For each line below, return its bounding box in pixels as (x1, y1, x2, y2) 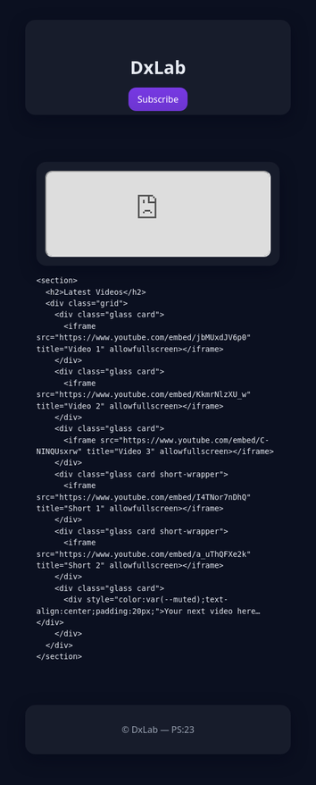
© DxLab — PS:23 (121, 722, 195, 736)
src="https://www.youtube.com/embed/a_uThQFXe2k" (36, 549, 252, 559)
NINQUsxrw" (36, 446, 82, 457)
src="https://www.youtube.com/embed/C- (100, 435, 270, 445)
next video (187, 605, 233, 616)
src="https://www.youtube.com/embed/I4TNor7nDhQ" (36, 492, 252, 502)
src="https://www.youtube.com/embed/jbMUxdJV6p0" (36, 333, 252, 342)
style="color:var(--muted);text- (87, 595, 229, 604)
